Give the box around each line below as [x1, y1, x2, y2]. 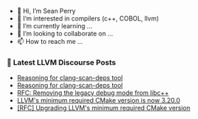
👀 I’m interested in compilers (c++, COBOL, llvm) [16, 14, 159, 23]
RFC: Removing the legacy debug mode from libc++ [16, 89, 170, 97]
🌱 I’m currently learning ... [16, 22, 93, 30]
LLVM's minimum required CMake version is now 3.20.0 [16, 96, 180, 105]
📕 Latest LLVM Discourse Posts [6, 57, 116, 67]
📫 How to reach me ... [16, 38, 83, 45]
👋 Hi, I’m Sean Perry [16, 7, 76, 15]
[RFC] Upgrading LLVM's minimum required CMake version [16, 103, 191, 113]
